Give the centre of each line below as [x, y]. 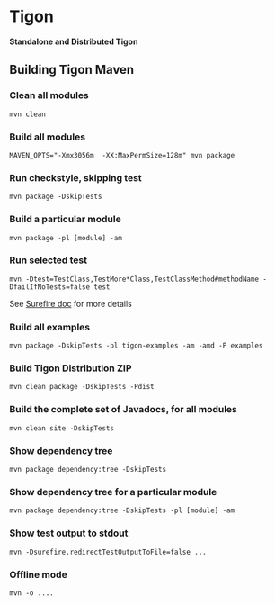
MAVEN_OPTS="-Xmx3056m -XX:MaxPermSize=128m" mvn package [122, 155]
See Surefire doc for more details [71, 303]
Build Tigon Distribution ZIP [71, 368]
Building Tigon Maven [72, 70]
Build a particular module [65, 220]
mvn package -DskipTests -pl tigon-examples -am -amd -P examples [136, 346]
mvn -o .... [31, 593]
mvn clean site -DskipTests [62, 428]
